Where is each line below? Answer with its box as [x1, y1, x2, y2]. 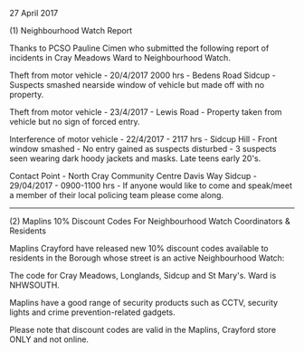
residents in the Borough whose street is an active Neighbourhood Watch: [9, 252, 285, 263]
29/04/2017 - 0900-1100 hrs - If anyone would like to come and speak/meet [9, 180, 292, 191]
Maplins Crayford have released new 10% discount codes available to [9, 243, 269, 253]
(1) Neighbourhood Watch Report [9, 25, 133, 35]
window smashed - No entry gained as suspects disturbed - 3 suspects [9, 144, 277, 154]
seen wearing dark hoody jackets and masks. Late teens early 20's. [9, 153, 261, 164]
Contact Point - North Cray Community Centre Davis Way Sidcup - [9, 171, 258, 181]
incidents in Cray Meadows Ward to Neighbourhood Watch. [9, 52, 231, 62]
